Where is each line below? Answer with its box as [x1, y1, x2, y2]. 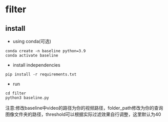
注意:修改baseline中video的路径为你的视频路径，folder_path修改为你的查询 [5, 105, 163, 111]
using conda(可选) [12, 38, 51, 44]
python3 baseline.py [5, 95, 50, 100]
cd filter [5, 91, 27, 96]
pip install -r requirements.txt [5, 72, 77, 77]
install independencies [12, 62, 60, 68]
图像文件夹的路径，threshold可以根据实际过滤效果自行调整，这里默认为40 [5, 111, 161, 117]
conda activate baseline [5, 53, 58, 58]
